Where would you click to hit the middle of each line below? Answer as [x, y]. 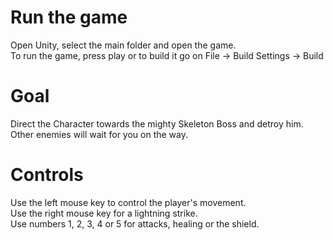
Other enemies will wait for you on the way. [99, 134]
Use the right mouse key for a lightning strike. [104, 213]
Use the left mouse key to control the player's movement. [128, 202]
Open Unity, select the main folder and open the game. [123, 45]
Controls [47, 175]
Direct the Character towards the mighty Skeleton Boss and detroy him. [157, 123]
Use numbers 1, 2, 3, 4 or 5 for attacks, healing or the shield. [135, 223]
